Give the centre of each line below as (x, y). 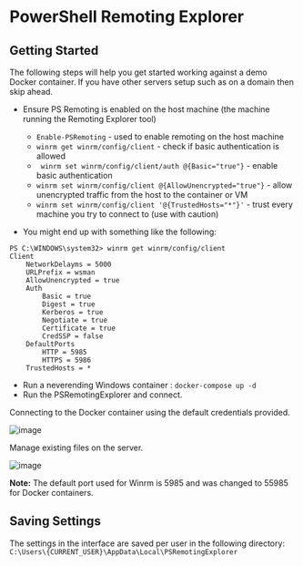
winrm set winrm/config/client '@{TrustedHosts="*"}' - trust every (165, 204)
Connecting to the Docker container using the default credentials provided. (150, 412)
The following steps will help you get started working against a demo (138, 72)
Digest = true (69, 304)
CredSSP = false (73, 336)
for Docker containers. (51, 493)
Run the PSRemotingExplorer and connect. (102, 395)
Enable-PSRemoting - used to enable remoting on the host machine (160, 137)
